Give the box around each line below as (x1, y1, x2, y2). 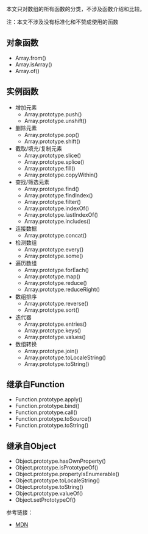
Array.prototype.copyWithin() (24, 171, 98, 178)
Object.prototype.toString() (15, 483, 83, 491)
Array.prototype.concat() (24, 231, 87, 239)
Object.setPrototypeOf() (15, 496, 76, 504)
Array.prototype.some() (24, 252, 83, 259)
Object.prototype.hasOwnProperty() (15, 457, 107, 465)
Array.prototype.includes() (24, 217, 91, 225)
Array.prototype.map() (24, 273, 81, 280)
